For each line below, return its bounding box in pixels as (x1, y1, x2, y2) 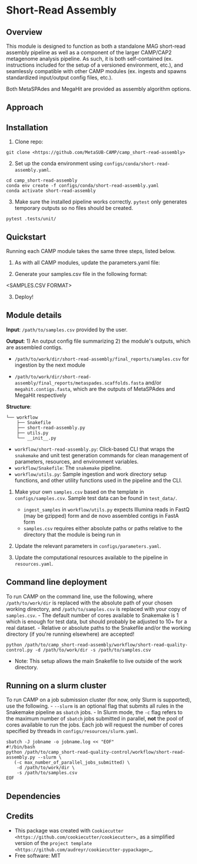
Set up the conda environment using (14, 160, 103, 167)
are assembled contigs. (6, 343, 63, 351)
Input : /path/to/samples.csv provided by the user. (6, 326, 128, 333)
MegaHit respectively (14, 392, 66, 399)
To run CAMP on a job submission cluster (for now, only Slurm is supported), (6, 697, 192, 704)
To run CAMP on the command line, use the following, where (6, 593, 153, 600)
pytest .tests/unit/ (6, 216, 57, 222)
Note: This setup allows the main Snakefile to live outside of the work (14, 657, 182, 664)
